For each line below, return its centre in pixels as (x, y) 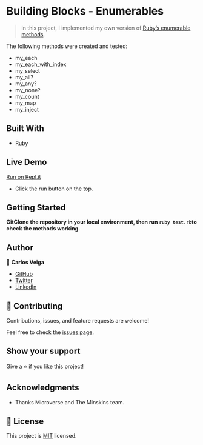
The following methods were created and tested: (67, 46)
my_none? (28, 90)
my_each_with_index (41, 64)
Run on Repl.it (24, 176)
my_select (28, 70)
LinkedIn (26, 287)
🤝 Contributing (35, 306)
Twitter (24, 281)
